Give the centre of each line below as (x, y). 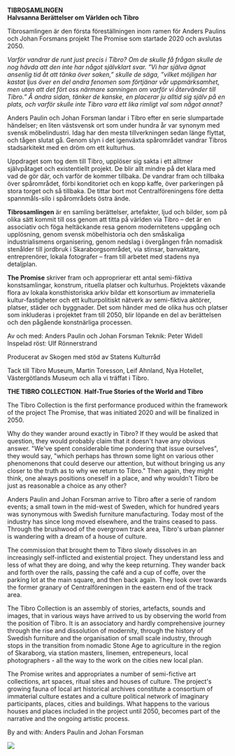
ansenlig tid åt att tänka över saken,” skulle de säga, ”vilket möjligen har (112, 74)
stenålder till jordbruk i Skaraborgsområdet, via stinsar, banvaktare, (104, 249)
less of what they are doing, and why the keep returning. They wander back (116, 565)
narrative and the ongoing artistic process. (69, 719)
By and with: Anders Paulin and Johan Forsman (76, 732)
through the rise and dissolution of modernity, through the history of (105, 631)
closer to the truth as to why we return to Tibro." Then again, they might (111, 471)
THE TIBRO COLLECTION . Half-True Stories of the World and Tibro (105, 391)
